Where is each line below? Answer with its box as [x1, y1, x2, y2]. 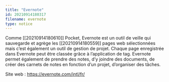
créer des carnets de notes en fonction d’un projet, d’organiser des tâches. [5, 61, 161, 67]
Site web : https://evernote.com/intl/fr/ [5, 71, 85, 77]
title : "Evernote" [5, 7, 44, 12]
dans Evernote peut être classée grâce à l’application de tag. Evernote [5, 51, 151, 57]
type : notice [5, 21, 33, 26]
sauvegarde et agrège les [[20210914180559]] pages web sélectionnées [5, 40, 156, 46]
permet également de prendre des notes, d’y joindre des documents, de [5, 56, 155, 62]
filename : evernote [5, 16, 46, 21]
